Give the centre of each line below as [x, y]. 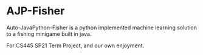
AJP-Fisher [36, 11]
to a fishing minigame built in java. [49, 33]
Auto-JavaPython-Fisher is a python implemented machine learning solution [102, 27]
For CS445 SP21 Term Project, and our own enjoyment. [75, 45]
